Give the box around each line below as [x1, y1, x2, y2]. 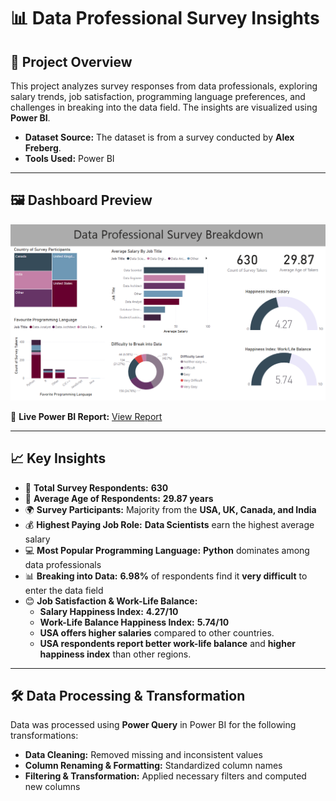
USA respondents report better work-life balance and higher [39, 637, 296, 649]
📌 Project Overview [10, 53, 133, 70]
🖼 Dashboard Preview [10, 192, 153, 209]
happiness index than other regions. [39, 648, 192, 660]
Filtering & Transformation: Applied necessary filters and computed [24, 770, 307, 782]
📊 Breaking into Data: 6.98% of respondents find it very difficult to [24, 570, 308, 582]
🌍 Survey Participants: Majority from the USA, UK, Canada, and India [24, 503, 317, 515]
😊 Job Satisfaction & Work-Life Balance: [24, 595, 198, 607]
